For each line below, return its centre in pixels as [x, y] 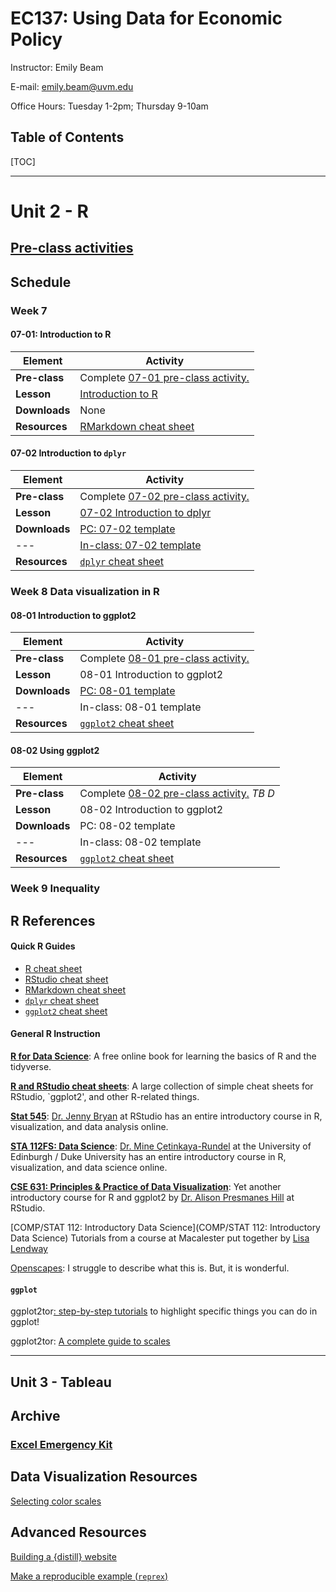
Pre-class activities [72, 248]
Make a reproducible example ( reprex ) [89, 1576]
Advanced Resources [78, 1532]
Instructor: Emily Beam [57, 67]
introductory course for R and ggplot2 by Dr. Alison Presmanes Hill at [152, 1198]
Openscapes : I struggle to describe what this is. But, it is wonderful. [150, 1268]
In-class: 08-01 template [140, 707]
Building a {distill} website [63, 1556]
